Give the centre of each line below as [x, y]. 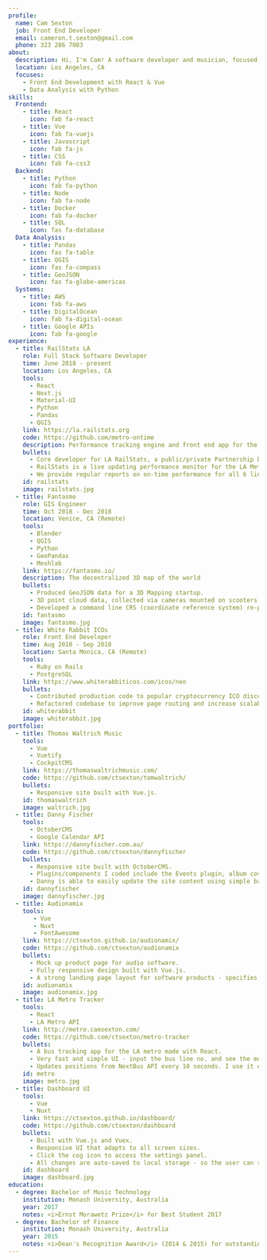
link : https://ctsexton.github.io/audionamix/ [101, 941]
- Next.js [45, 393]
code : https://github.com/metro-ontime [89, 437]
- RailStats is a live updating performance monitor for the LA [138, 467]
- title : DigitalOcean [60, 311]
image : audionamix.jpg [60, 993]
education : [26, 1185]
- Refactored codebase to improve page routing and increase [133, 704]
